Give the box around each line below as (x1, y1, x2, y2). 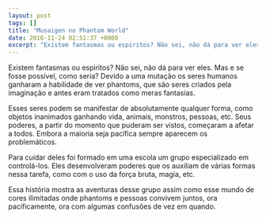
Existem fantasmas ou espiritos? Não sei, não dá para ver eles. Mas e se (8, 63, 244, 72)
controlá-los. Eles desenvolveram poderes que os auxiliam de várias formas (8, 161, 256, 171)
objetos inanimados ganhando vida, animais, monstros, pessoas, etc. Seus (8, 112, 252, 121)
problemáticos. (8, 137, 58, 147)
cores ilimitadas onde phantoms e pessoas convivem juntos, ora (8, 194, 218, 203)
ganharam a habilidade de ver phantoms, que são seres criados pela (8, 80, 232, 90)
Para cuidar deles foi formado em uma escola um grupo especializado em (8, 152, 249, 163)
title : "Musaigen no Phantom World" (8, 26, 129, 34)
